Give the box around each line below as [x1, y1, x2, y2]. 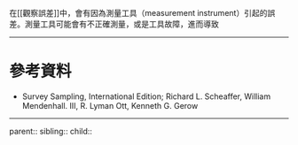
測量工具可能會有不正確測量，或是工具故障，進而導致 [24, 19, 219, 29]
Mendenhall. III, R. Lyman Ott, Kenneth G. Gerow [21, 100, 199, 111]
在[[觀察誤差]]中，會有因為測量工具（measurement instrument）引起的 [9, 8, 268, 18]
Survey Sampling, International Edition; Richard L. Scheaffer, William [21, 91, 271, 102]
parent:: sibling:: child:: [9, 126, 93, 136]
